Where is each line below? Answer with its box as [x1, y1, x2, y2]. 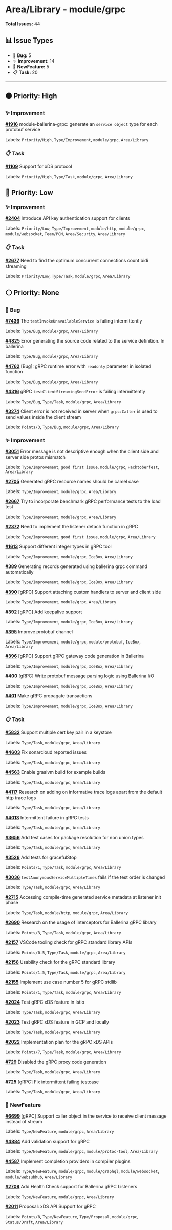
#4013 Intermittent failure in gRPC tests [5, 815, 89, 820]
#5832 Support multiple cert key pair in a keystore [5, 729, 112, 735]
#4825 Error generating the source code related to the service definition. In [5, 338, 165, 344]
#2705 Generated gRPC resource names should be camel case [5, 478, 139, 484]
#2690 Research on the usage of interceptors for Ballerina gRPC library [5, 919, 157, 925]
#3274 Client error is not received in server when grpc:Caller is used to [5, 408, 158, 414]
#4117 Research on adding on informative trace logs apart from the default [5, 789, 163, 795]
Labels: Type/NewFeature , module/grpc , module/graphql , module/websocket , [5, 1168, 160, 1175]
